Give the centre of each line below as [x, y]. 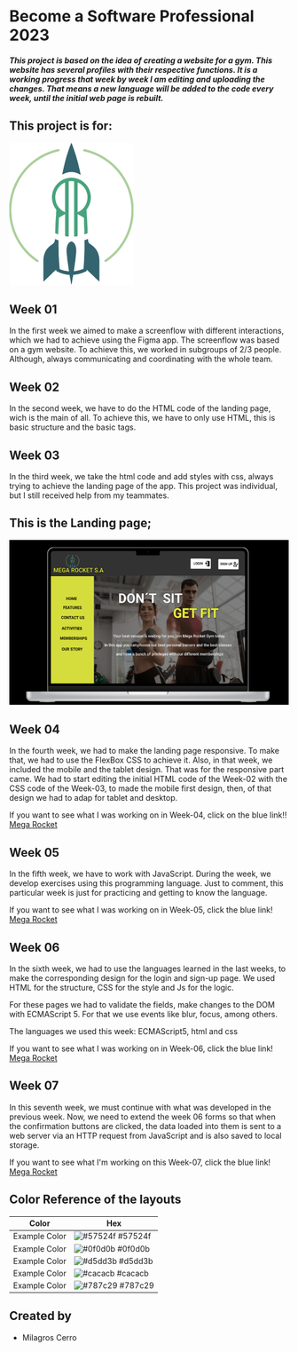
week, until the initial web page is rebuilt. [86, 98]
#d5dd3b [136, 1261]
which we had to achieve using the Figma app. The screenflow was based [145, 340]
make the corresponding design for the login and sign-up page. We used [142, 977]
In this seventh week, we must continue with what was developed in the [141, 1107]
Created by [41, 1316]
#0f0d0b [133, 1248]
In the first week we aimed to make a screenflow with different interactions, [147, 331]
